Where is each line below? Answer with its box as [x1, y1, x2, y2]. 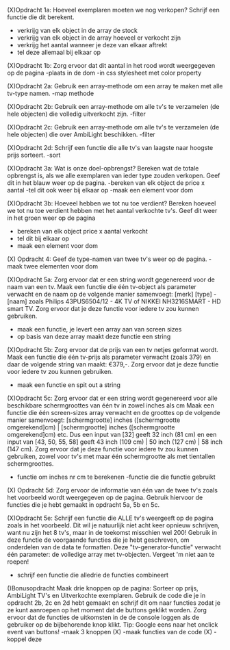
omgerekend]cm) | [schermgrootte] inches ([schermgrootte [7, 423, 175, 431]
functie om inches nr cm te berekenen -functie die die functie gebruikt [16, 473, 216, 481]
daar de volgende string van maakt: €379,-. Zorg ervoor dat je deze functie [7, 360, 219, 368]
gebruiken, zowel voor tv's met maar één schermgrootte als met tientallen [7, 452, 216, 460]
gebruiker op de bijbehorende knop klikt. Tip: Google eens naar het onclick [7, 621, 218, 629]
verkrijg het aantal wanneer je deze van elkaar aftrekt [16, 41, 168, 49]
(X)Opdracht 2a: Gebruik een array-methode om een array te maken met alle [7, 82, 223, 90]
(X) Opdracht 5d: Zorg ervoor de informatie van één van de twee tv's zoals [7, 486, 218, 494]
